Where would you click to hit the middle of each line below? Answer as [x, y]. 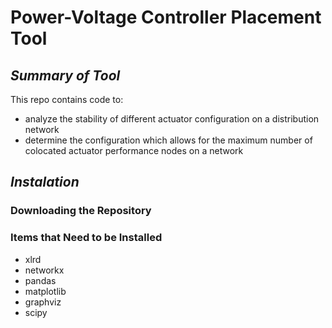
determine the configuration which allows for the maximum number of [168, 140]
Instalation [45, 182]
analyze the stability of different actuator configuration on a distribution [172, 119]
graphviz [43, 302]
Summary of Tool [65, 75]
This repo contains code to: [67, 99]
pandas [40, 280]
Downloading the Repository [81, 211]
